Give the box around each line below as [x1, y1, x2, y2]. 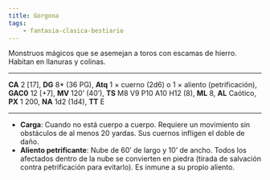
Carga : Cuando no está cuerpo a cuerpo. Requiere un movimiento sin [19, 120, 251, 130]
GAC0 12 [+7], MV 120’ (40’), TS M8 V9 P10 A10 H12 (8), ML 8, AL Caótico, [8, 89, 257, 98]
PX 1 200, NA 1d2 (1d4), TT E [8, 97, 105, 106]
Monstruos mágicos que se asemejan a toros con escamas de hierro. [8, 49, 237, 58]
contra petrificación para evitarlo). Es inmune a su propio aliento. [19, 162, 235, 172]
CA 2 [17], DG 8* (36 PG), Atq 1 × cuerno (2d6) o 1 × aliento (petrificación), [8, 80, 257, 90]
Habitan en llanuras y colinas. [8, 57, 106, 66]
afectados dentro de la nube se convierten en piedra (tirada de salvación [19, 154, 261, 164]
